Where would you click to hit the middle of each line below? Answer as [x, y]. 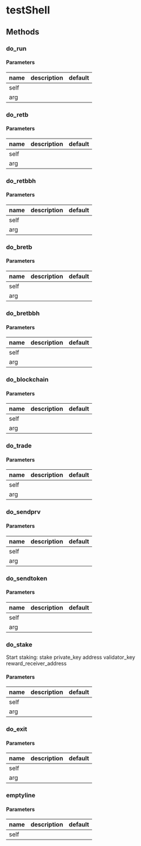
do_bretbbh [23, 313]
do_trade [19, 446]
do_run [16, 49]
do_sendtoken [27, 578]
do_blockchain [27, 380]
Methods [23, 32]
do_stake [19, 644]
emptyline [21, 795]
